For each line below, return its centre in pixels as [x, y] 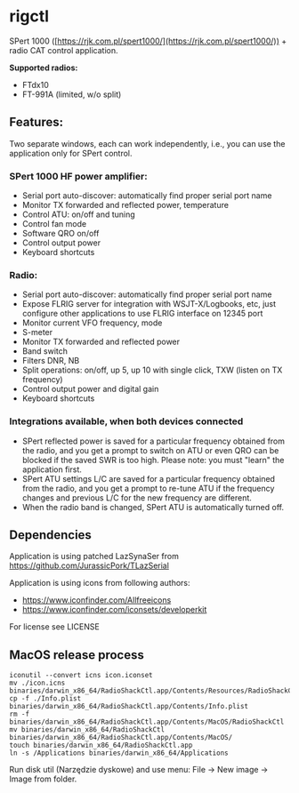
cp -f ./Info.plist [45, 699]
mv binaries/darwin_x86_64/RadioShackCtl [87, 730]
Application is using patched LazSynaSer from [94, 557]
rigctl [29, 16]
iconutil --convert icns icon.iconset [81, 676]
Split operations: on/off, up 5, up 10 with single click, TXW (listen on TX [152, 370]
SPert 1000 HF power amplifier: [79, 176]
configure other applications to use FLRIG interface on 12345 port [142, 314]
